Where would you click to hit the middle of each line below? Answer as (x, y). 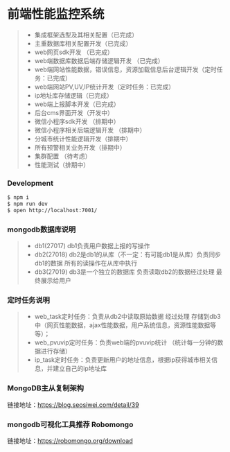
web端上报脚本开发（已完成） (77, 104)
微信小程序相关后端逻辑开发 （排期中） (90, 130)
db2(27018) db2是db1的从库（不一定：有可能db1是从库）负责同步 (128, 254)
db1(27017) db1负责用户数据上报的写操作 (92, 246)
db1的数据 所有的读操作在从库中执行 (86, 263)
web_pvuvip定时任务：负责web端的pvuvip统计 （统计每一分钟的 (126, 342)
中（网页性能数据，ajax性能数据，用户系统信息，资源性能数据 (122, 325)
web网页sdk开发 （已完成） (74, 52)
